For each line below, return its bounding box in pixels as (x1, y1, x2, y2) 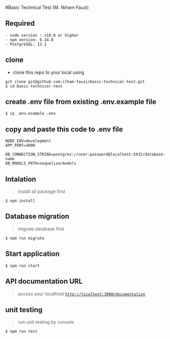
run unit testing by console (17, 319, 74, 325)
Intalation (5, 175, 37, 183)
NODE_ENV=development (5, 138, 52, 144)
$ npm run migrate (5, 236, 44, 241)
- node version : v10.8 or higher (5, 33, 79, 38)
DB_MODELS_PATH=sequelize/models (5, 161, 77, 166)
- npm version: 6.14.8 (5, 37, 54, 43)
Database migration (5, 212, 70, 221)
